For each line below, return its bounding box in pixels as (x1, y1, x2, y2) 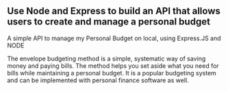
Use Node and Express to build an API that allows (7, 5, 221, 17)
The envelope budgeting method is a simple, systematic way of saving (7, 54, 206, 62)
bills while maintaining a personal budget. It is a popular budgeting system (7, 69, 217, 77)
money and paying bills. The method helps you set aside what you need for (7, 61, 219, 70)
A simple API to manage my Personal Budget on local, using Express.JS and (7, 34, 221, 42)
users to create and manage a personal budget (7, 16, 211, 28)
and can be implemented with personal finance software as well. (7, 76, 190, 84)
